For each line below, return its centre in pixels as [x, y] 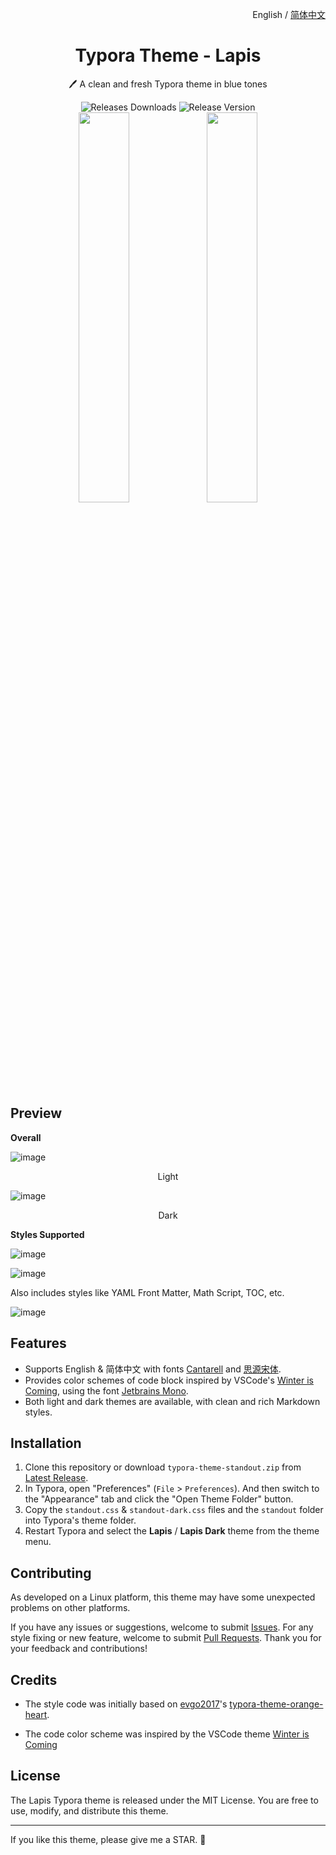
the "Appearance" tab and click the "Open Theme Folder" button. [159, 1499]
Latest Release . [56, 1478]
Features [38, 1343]
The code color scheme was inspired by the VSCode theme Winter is [167, 1734]
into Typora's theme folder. [80, 1520]
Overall [26, 1137]
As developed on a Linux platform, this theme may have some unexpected [163, 1597]
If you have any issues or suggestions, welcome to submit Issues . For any [162, 1627]
